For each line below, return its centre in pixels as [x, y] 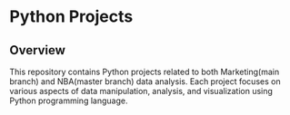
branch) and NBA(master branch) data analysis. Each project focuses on [145, 81]
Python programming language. [69, 101]
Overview [38, 50]
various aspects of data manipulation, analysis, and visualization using [141, 91]
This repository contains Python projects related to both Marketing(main [145, 72]
